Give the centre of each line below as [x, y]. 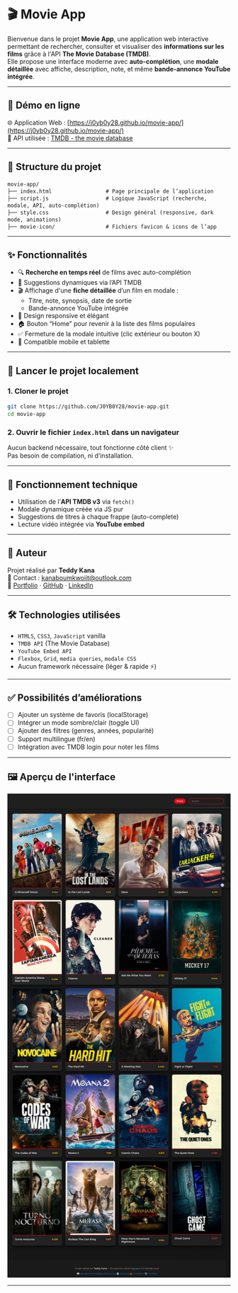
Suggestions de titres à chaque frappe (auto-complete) [98, 516]
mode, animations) [34, 220]
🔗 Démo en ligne [44, 105]
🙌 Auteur [27, 553]
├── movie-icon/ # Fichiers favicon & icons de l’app [112, 227]
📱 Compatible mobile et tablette [64, 342]
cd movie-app [27, 414]
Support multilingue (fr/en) [56, 739]
